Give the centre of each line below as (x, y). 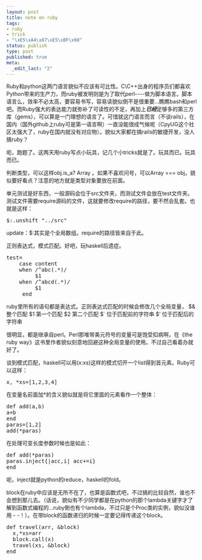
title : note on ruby (32, 18)
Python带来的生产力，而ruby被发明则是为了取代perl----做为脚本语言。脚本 (99, 94)
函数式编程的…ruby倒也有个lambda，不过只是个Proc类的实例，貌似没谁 (106, 508)
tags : (13, 23)
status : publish (27, 46)
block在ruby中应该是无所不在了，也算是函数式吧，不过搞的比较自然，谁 (96, 493)
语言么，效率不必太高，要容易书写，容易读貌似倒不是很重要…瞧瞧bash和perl (102, 101)
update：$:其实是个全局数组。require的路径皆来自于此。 (77, 233)
